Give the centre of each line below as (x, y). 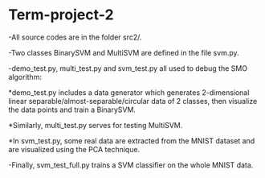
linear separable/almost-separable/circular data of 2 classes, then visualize (133, 101)
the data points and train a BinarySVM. (72, 110)
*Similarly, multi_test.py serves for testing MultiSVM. (96, 125)
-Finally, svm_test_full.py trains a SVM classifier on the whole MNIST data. (131, 165)
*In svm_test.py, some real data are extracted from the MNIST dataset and (132, 141)
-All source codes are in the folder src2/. (75, 37)
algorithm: (25, 77)
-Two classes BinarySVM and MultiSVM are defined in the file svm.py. (124, 52)
